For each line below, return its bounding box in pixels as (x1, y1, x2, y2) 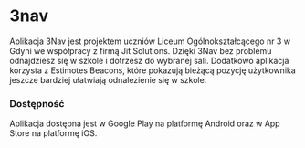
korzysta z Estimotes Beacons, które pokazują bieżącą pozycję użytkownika (9, 65, 297, 76)
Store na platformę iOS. (9, 128, 98, 139)
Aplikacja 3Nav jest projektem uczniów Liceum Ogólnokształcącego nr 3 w (9, 36, 290, 47)
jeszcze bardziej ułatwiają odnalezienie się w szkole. (9, 74, 207, 85)
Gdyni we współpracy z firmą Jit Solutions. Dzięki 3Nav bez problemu (9, 45, 272, 56)
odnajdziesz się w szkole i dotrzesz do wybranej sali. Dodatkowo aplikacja (9, 55, 289, 66)
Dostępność (9, 97, 65, 110)
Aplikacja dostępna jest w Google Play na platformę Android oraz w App (9, 118, 280, 129)
